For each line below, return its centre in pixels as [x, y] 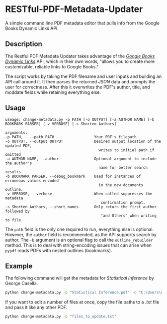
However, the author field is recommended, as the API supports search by [81, 234]
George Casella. [22, 284]
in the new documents [121, 185]
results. [14, 172]
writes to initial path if [126, 150]
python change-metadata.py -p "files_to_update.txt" [61, 317]
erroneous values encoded [32, 181]
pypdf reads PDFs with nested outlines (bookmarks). [59, 250]
